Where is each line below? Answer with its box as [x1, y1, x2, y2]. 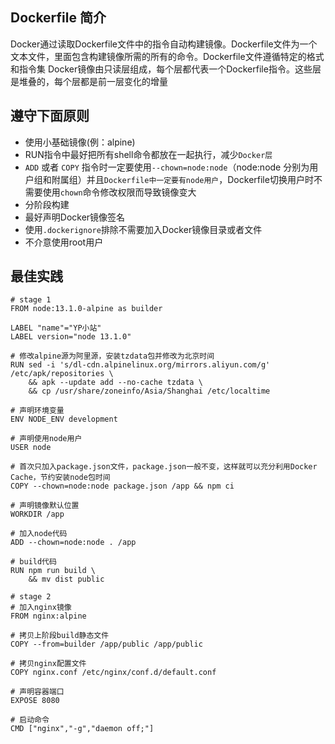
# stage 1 [10, 295, 52, 305]
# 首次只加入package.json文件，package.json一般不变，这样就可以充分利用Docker [10, 462, 318, 472]
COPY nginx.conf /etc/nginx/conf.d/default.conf [10, 668, 217, 678]
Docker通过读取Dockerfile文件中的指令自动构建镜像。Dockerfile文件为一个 [10, 38, 318, 50]
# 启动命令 [10, 715, 50, 725]
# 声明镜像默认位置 [10, 501, 80, 511]
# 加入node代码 [10, 529, 68, 539]
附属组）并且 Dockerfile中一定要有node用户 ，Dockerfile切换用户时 [51, 173, 314, 185]
